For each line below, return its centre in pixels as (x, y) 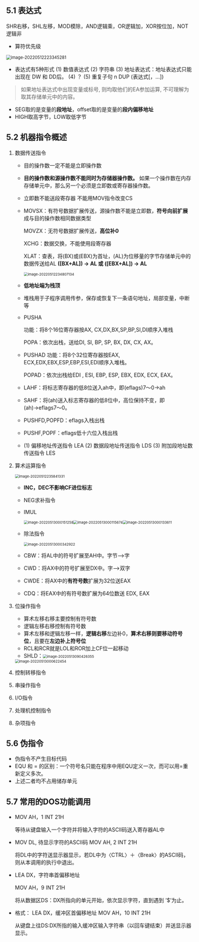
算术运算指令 (30, 465)
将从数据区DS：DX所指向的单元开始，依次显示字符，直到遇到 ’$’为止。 (101, 900)
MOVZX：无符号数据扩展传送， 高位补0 (71, 231)
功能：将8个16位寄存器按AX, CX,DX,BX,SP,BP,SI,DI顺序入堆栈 (98, 329)
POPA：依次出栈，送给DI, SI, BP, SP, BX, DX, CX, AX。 (90, 342)
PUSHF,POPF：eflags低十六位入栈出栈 (71, 433)
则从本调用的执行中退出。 (46, 862)
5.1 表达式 (24, 11)
